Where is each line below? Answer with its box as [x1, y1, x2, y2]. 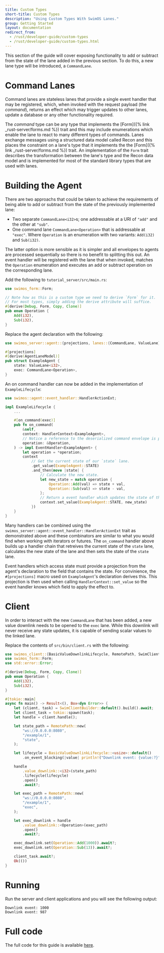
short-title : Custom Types [5, 12, 60, 17]
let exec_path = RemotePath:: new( [14, 791, 84, 796]
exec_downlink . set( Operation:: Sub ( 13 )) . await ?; [14, 845, 112, 850]
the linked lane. [5, 632, 36, 639]
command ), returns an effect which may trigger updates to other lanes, [5, 106, 148, 113]
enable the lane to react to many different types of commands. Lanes [5, 132, 144, 138]
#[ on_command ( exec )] [14, 418, 56, 423]
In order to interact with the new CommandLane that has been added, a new [5, 617, 152, 623]
